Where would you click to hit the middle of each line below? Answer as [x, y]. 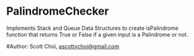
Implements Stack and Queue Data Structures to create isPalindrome [92, 28]
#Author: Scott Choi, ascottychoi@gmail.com [63, 46]
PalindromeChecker [58, 11]
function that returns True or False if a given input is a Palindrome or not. [97, 34]
